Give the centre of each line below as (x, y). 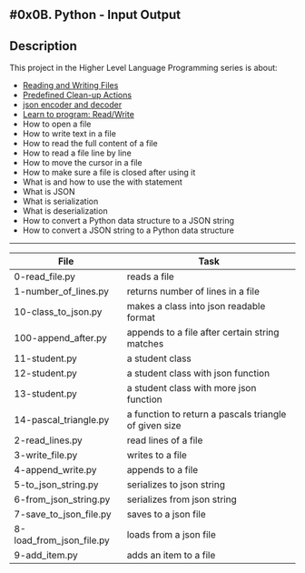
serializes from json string (182, 499)
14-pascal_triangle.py (62, 420)
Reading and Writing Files (70, 85)
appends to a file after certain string (203, 333)
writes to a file (157, 456)
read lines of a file (165, 440)
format (141, 317)
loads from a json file (171, 535)
